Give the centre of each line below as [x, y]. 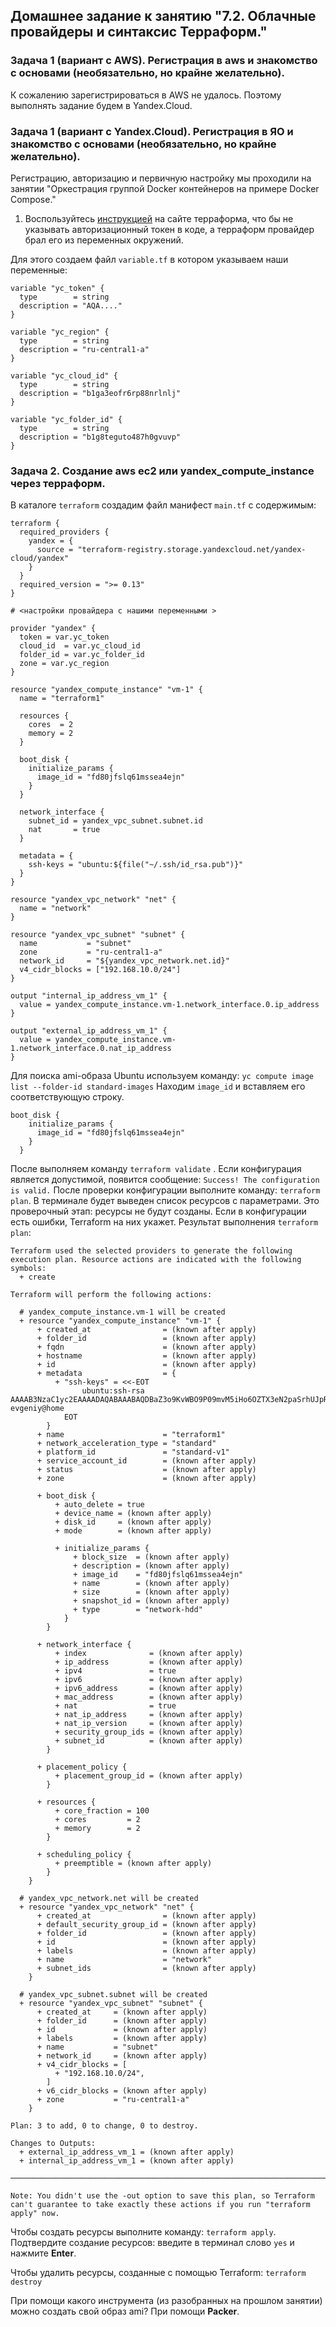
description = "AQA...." [71, 305]
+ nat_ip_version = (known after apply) [149, 1724]
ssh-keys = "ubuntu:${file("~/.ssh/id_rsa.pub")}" [136, 865]
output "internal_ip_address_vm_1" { [89, 996]
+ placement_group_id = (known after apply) [149, 1776]
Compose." [33, 199]
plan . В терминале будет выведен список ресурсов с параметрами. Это [165, 1201]
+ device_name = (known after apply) [133, 1514]
